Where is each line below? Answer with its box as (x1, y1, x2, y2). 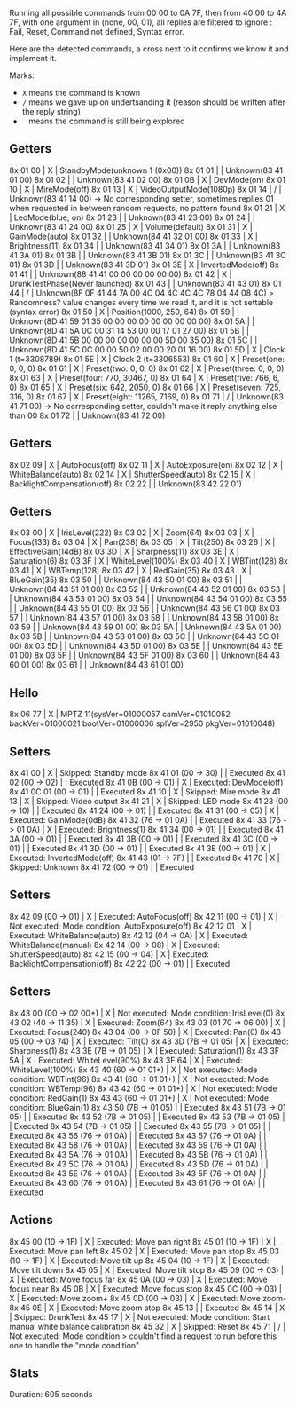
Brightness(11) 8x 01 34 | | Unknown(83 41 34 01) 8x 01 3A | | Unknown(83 (9, 240, 281, 251)
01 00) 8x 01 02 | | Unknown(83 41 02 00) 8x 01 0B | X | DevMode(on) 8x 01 (9, 174, 286, 185)
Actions (9, 1213, 53, 1228)
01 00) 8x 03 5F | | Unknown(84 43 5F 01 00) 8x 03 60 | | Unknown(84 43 (9, 650, 281, 660)
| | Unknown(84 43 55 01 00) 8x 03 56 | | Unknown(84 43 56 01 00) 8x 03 (9, 603, 281, 613)
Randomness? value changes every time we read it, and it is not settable (9, 296, 273, 307)
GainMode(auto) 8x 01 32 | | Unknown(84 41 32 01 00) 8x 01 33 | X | (9, 231, 259, 241)
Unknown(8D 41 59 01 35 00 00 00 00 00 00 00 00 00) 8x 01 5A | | (9, 315, 255, 327)
